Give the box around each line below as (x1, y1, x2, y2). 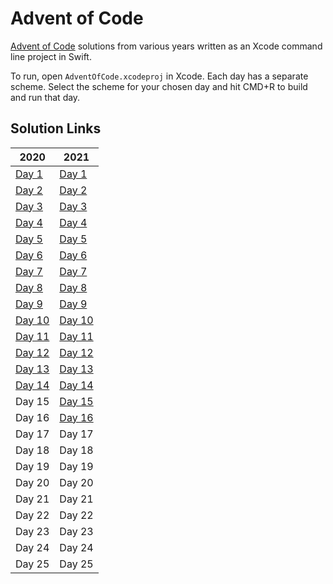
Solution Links (10, 120, 102, 137)
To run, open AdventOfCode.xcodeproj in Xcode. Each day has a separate (10, 70, 309, 82)
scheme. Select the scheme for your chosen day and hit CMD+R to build (10, 80, 308, 92)
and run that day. (10, 91, 81, 103)
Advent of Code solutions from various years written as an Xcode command (10, 40, 323, 52)
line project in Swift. (10, 50, 92, 62)
